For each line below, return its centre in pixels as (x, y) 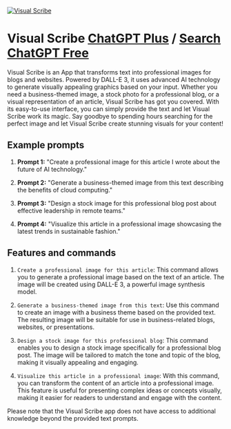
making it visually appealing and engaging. (78, 362)
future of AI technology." (52, 169)
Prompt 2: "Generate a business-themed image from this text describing (120, 182)
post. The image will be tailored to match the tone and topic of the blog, (119, 355)
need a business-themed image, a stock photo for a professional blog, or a (113, 94)
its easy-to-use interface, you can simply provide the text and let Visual (109, 109)
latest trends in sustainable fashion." (69, 231)
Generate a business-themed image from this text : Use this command (118, 305)
